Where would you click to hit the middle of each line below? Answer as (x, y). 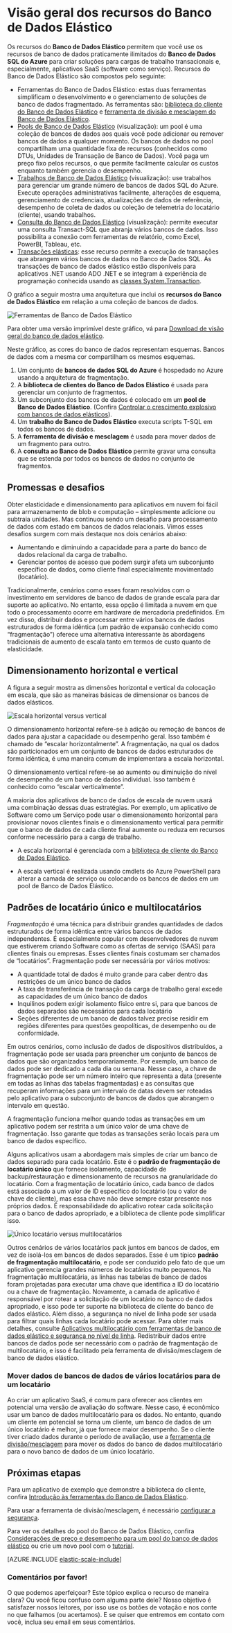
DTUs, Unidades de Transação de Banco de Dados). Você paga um (113, 156)
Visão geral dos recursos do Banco (110, 13)
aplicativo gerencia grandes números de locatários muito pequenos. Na (109, 1270)
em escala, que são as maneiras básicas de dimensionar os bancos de (108, 695)
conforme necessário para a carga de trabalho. (74, 837)
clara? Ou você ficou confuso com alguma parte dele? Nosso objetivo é (109, 1600)
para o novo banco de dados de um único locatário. (81, 1451)
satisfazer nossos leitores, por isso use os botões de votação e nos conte (112, 1607)
